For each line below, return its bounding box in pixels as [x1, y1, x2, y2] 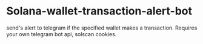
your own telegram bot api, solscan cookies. [6, 30, 117, 37]
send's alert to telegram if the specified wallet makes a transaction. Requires [6, 24, 198, 31]
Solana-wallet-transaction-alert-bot [6, 4, 193, 18]
